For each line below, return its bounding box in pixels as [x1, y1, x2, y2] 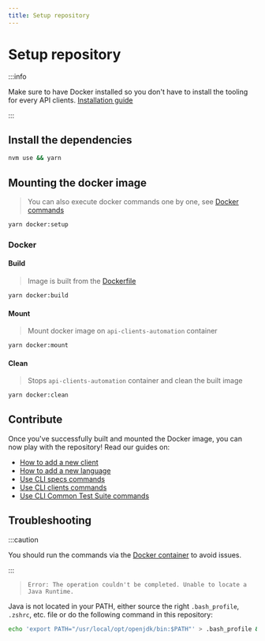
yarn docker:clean [8, 391, 69, 399]
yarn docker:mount [8, 341, 69, 349]
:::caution [8, 535, 39, 544]
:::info [8, 72, 27, 81]
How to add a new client [19, 457, 99, 467]
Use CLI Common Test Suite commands [19, 490, 150, 501]
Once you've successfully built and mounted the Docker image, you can [8, 434, 243, 443]
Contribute [8, 413, 63, 427]
